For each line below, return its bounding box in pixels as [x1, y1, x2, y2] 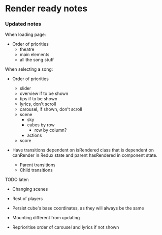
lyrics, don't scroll [19, 101, 56, 107]
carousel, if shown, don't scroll [19, 106, 82, 112]
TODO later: [5, 176, 30, 182]
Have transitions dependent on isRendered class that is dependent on [12, 147, 154, 153]
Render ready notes [5, 3, 88, 14]
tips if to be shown [19, 96, 58, 102]
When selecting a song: [5, 66, 53, 72]
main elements [19, 52, 50, 58]
